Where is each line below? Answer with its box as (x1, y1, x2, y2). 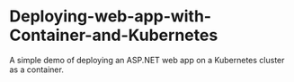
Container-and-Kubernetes (9, 25, 218, 45)
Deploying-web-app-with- (9, 6, 212, 27)
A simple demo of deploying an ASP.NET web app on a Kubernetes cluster (9, 54, 285, 65)
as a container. (9, 64, 65, 75)
